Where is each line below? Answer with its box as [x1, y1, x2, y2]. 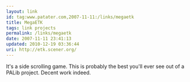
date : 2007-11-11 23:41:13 [6, 36, 72, 42]
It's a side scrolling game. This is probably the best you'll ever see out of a [6, 63, 185, 70]
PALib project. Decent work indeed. [6, 69, 92, 76]
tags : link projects [6, 25, 57, 31]
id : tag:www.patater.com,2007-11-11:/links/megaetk [6, 14, 134, 20]
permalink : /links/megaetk [6, 30, 72, 36]
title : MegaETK [6, 19, 43, 25]
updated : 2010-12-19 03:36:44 [6, 42, 80, 47]
